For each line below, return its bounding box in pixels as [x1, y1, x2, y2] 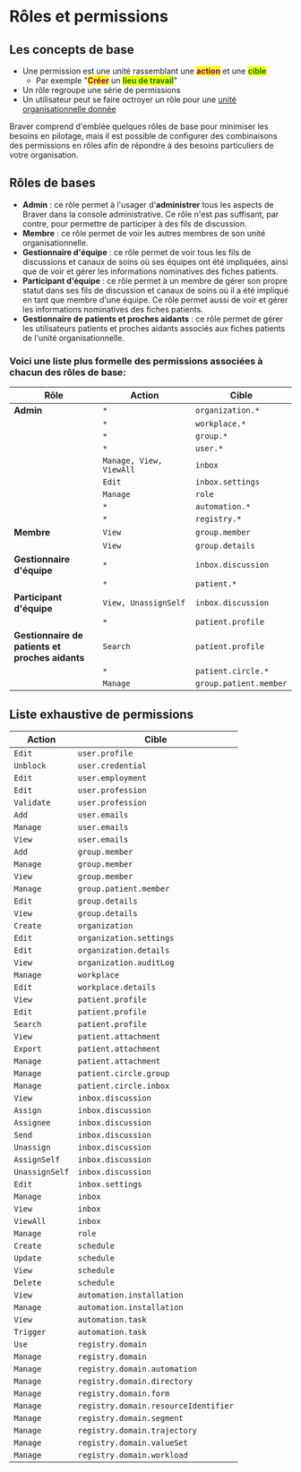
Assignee [13, 1117, 51, 1127]
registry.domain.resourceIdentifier [77, 1400, 235, 1411]
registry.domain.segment [77, 1413, 184, 1423]
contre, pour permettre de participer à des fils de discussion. [21, 218, 247, 229]
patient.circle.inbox [77, 1081, 170, 1091]
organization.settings [77, 933, 175, 943]
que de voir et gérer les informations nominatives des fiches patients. [21, 266, 279, 277]
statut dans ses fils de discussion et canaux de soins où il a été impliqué [21, 285, 289, 295]
